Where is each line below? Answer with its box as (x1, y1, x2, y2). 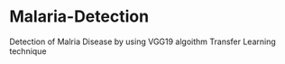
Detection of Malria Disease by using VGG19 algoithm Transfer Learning (9, 36, 277, 47)
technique (9, 45, 47, 56)
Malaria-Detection (9, 6, 150, 27)
